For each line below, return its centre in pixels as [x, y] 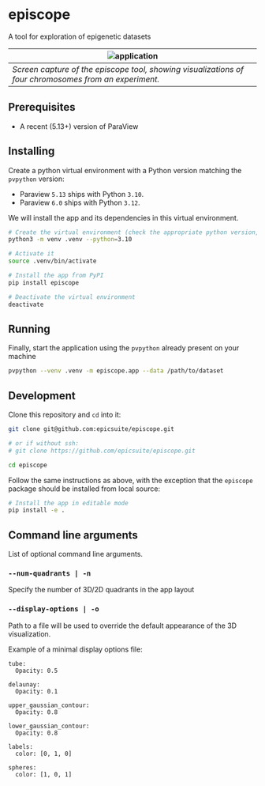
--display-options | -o [54, 609]
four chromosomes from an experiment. [86, 79]
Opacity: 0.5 [37, 671]
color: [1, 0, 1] [44, 774]
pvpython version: [36, 179]
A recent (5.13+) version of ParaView [79, 126]
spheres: [22, 767]
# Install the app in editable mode [68, 503]
